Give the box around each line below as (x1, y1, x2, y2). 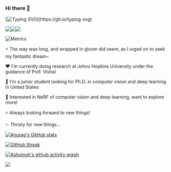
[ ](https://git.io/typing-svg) (5, 16, 92, 23)
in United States (5, 84, 39, 90)
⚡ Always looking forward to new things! (5, 110, 91, 116)
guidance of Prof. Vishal (5, 69, 56, 75)
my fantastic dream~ (5, 53, 50, 59)
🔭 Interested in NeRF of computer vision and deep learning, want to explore (5, 94, 164, 100)
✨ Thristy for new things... (5, 121, 61, 127)
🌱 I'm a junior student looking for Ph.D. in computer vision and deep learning (5, 79, 166, 85)
